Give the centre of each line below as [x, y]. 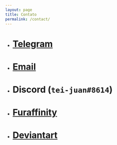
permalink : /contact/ [28, 19]
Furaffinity [35, 112]
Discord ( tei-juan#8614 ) [62, 89]
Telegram [32, 44]
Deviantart [35, 135]
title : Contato [21, 14]
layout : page [19, 10]
